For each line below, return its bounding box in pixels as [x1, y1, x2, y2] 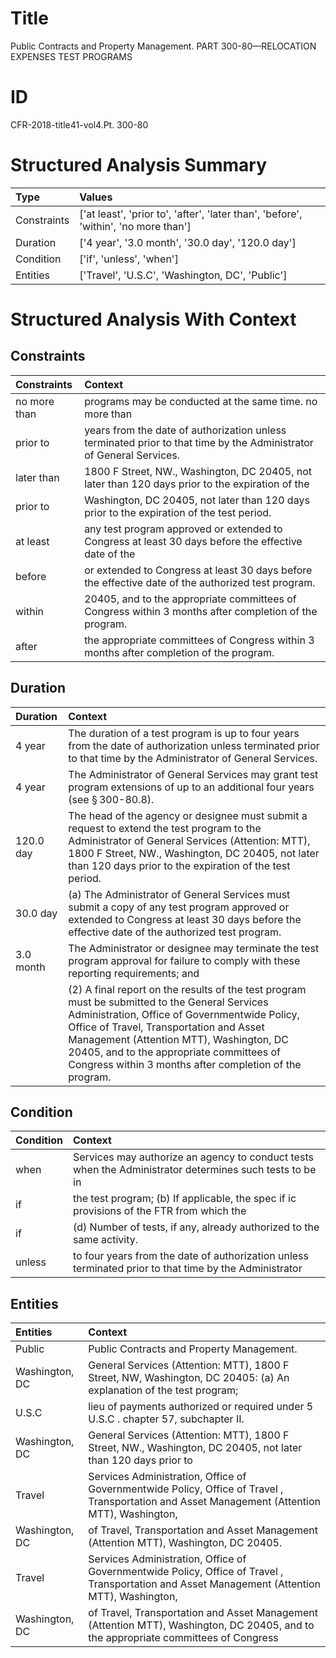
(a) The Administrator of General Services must [68, 887, 291, 901]
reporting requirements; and [68, 966, 200, 980]
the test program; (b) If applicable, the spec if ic [73, 1192, 297, 1206]
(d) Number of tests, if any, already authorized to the [73, 1220, 320, 1234]
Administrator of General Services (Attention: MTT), [68, 833, 311, 847]
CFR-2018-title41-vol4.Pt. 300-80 [10, 118, 149, 131]
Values [79, 190, 113, 204]
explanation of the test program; [88, 1383, 239, 1397]
